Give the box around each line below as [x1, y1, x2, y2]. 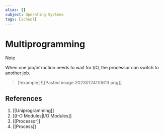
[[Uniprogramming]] [12, 107, 54, 113]
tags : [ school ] [5, 17, 37, 22]
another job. [5, 70, 31, 76]
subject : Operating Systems [5, 12, 64, 17]
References [5, 94, 42, 103]
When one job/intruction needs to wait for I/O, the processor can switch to [5, 65, 159, 71]
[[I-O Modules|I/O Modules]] [12, 113, 72, 119]
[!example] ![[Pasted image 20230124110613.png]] [17, 80, 122, 86]
